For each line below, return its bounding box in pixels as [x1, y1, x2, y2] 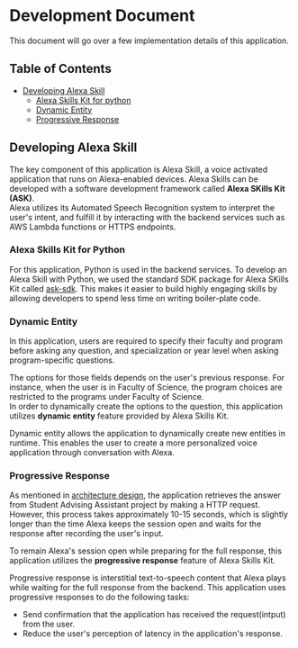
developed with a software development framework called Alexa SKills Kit [9, 183, 285, 193]
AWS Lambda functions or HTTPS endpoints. [9, 221, 176, 232]
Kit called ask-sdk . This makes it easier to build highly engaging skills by [9, 283, 277, 293]
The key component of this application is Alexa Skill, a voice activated [9, 164, 268, 175]
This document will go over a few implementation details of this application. [9, 35, 290, 46]
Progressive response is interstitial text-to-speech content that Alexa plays [9, 572, 286, 583]
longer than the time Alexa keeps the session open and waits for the [9, 518, 262, 529]
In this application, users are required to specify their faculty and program [9, 336, 284, 346]
